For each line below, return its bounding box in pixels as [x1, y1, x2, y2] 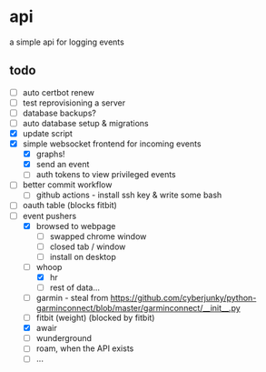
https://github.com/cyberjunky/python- [110, 293, 257, 303]
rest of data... [49, 282, 101, 293]
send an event [35, 159, 90, 170]
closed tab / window [49, 241, 126, 252]
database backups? [22, 107, 97, 118]
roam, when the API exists [35, 343, 134, 354]
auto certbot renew [22, 86, 95, 97]
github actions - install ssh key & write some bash [35, 189, 222, 201]
